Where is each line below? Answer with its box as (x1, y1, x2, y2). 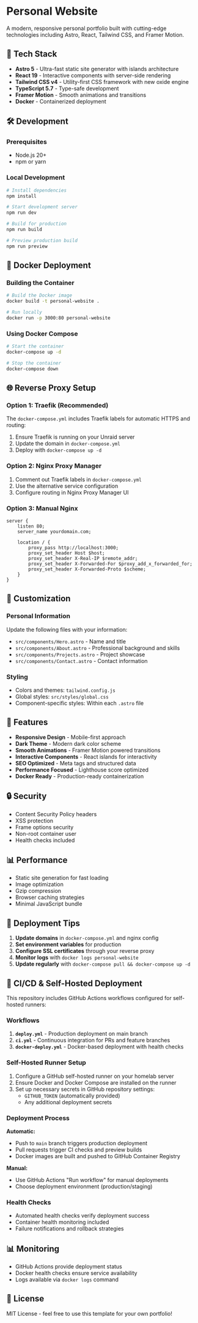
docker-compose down (6, 366, 59, 372)
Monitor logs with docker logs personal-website (15, 954, 139, 961)
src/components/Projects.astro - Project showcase (15, 651, 145, 658)
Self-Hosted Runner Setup (6, 1058, 87, 1067)
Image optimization (15, 881, 64, 888)
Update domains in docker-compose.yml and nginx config (15, 934, 159, 942)
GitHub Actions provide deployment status (15, 1263, 122, 1270)
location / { (17, 539, 51, 545)
